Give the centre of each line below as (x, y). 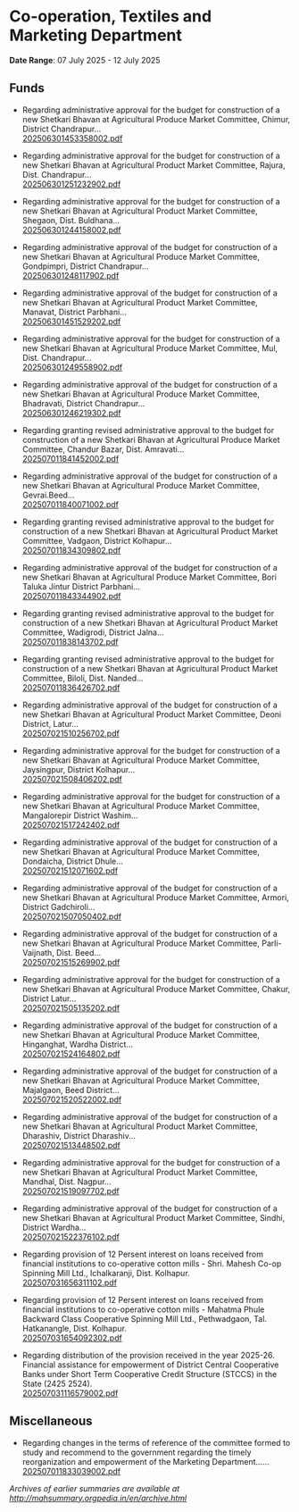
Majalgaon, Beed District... (71, 1090)
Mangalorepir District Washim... (80, 815)
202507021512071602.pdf (70, 870)
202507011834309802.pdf (71, 550)
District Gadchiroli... (58, 906)
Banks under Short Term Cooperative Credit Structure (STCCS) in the (149, 1374)
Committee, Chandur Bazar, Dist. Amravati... (103, 449)
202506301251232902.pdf (71, 184)
